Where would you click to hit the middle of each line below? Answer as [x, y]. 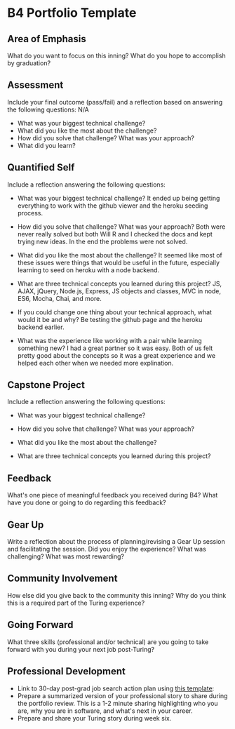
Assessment [35, 85]
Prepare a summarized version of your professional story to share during [122, 695]
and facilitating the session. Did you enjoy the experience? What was [107, 549]
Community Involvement [62, 578]
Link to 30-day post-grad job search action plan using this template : [116, 688]
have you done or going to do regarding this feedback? [87, 502]
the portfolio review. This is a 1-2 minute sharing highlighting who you [118, 703]
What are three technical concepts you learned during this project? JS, [120, 283]
